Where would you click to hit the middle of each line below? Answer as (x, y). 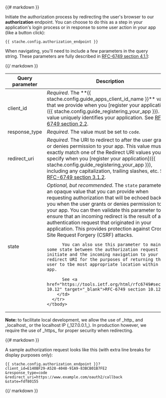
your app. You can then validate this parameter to (104, 210)
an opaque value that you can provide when (98, 192)
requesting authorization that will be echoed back (104, 198)
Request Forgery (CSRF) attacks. (95, 235)
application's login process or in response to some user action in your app (81, 27)
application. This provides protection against (98, 229)
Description (110, 81)
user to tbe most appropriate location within (103, 265)
